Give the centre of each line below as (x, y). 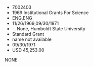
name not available (32, 39)
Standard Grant (28, 34)
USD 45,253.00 (28, 50)
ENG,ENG (22, 18)
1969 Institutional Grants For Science (50, 13)
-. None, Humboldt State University (49, 29)
